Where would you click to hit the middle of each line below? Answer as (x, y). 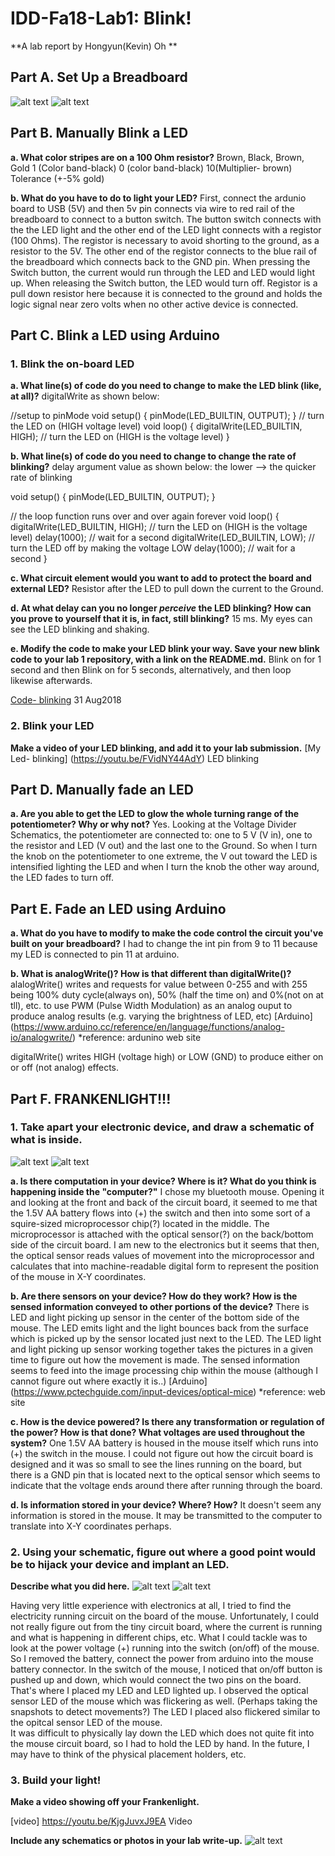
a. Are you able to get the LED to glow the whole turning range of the (155, 814)
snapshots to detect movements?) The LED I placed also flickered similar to (165, 1712)
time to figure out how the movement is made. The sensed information (155, 1359)
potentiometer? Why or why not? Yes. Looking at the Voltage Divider (153, 824)
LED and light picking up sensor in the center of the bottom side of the (155, 1317)
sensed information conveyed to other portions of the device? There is (160, 1306)
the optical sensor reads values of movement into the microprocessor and (162, 1255)
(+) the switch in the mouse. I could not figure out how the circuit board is (162, 1453)
